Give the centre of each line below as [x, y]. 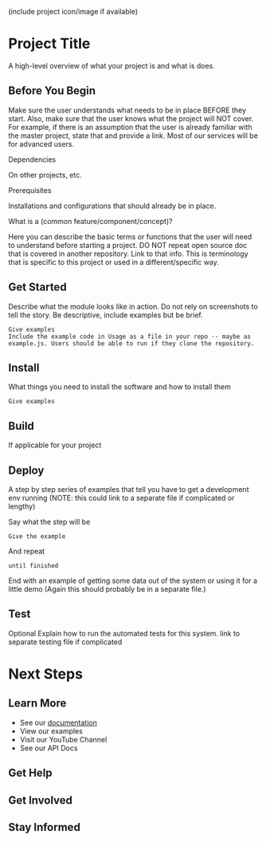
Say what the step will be [49, 522]
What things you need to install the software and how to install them [119, 387]
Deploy [26, 470]
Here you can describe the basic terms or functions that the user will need [130, 236]
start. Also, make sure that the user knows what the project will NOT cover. [131, 118]
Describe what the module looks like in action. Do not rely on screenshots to [133, 306]
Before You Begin [52, 91]
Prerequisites [30, 190]
